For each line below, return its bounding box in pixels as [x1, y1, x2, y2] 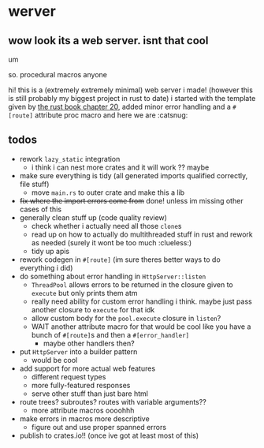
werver [8, 2, 57, 21]
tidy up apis [31, 246, 70, 256]
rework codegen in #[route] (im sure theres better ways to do [19, 255, 221, 264]
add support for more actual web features [19, 364, 156, 373]
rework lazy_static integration [19, 154, 121, 163]
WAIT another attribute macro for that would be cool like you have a [31, 322, 251, 331]
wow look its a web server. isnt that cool [8, 34, 209, 47]
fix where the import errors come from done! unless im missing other [19, 196, 244, 205]
